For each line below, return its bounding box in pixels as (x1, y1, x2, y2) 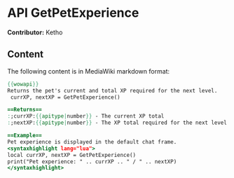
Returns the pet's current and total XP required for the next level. (7, 87, 218, 94)
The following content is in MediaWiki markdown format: (7, 67, 170, 75)
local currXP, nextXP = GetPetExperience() (7, 151, 137, 158)
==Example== (7, 132, 42, 139)
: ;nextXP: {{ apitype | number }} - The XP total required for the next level (7, 119, 228, 127)
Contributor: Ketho (7, 28, 63, 36)
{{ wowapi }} (7, 81, 39, 88)
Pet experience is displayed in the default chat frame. (7, 138, 177, 145)
